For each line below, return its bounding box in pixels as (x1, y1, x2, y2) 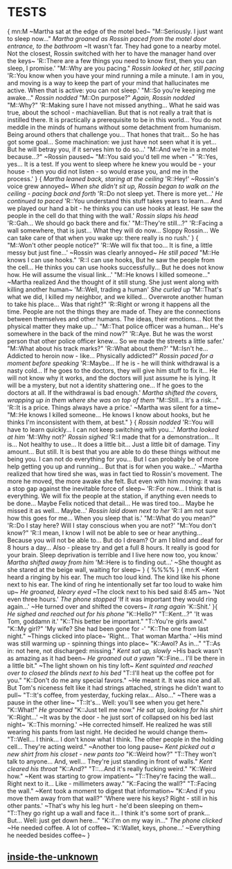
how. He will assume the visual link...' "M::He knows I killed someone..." (7, 270, 211, 278)
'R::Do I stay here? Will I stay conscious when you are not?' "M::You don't (7, 521, 217, 530)
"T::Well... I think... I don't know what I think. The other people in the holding (7, 735, 224, 743)
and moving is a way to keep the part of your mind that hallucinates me (7, 78, 210, 87)
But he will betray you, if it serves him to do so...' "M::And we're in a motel (7, 145, 218, 153)
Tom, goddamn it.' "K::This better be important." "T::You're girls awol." (7, 617, 207, 625)
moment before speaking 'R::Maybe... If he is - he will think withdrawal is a (7, 359, 220, 367)
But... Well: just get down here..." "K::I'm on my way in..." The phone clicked (7, 816, 223, 825)
